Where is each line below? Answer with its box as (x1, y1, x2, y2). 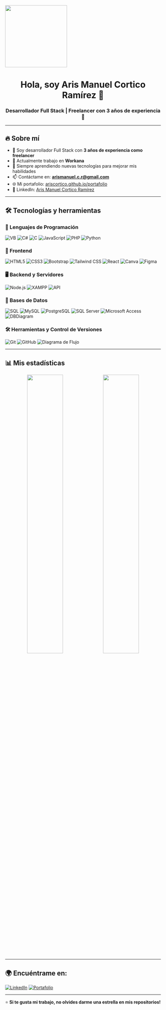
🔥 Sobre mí (5, 134, 40, 143)
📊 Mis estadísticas (5, 358, 65, 367)
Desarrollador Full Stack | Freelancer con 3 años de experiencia (5, 107, 161, 114)
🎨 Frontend (5, 247, 32, 254)
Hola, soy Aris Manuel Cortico (20, 79, 146, 90)
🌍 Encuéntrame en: (5, 969, 68, 977)
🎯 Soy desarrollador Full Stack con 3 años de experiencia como (12, 147, 143, 153)
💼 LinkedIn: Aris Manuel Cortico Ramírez (12, 186, 95, 193)
